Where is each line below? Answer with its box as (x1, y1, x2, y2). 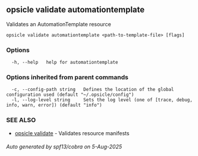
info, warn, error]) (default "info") (6, 102, 102, 108)
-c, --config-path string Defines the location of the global (11, 86, 174, 93)
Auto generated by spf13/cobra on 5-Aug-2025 (6, 143, 122, 151)
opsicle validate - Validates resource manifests (14, 129, 130, 136)
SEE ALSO (6, 116, 36, 124)
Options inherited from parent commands (6, 73, 129, 82)
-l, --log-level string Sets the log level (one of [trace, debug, (11, 97, 193, 103)
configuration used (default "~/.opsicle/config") (6, 92, 134, 98)
